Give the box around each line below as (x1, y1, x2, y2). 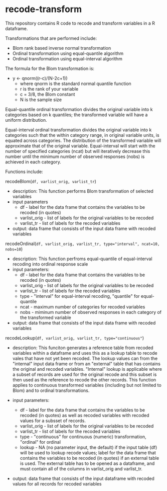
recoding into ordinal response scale (12, 261, 88, 267)
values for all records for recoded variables (12, 480, 102, 486)
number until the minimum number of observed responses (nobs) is (5, 153, 145, 159)
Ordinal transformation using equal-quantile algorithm (12, 50, 124, 56)
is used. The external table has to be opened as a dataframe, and (20, 460, 155, 466)
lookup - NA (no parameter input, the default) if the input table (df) (20, 444, 157, 450)
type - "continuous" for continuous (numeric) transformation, (20, 434, 146, 440)
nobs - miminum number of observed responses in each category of (20, 309, 162, 315)
